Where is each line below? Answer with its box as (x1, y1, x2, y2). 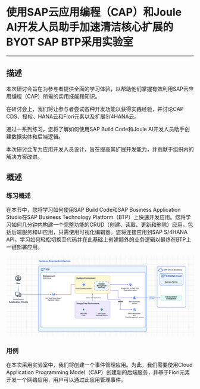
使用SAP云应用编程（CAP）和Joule (6, 5, 182, 19)
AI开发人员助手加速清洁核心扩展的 (6, 20, 174, 34)
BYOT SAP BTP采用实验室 (6, 35, 134, 49)
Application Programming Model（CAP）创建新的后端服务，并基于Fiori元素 (6, 369, 190, 376)
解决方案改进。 (6, 153, 43, 160)
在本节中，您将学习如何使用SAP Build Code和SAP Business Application (6, 206, 181, 214)
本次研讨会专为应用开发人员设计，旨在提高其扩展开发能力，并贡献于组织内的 (6, 146, 194, 153)
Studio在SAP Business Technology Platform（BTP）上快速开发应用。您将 (6, 214, 186, 221)
